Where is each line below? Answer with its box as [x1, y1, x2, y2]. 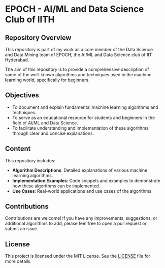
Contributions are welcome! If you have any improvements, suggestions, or [5, 215, 158, 221]
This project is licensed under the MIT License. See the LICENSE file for [5, 253, 151, 259]
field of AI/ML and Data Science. [12, 119, 78, 126]
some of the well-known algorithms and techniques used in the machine [5, 72, 152, 77]
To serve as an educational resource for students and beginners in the [12, 115, 155, 120]
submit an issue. [5, 226, 38, 232]
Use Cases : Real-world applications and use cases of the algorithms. [12, 188, 153, 194]
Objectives [5, 91, 39, 99]
